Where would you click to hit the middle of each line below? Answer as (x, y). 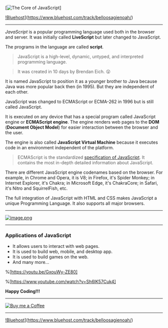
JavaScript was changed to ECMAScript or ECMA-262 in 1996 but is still (79, 102)
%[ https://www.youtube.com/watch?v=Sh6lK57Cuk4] (60, 282)
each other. (17, 92)
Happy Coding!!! (23, 291)
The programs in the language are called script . (54, 47)
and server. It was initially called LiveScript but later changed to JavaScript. (83, 37)
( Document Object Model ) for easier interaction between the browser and (82, 127)
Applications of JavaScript (38, 235)
